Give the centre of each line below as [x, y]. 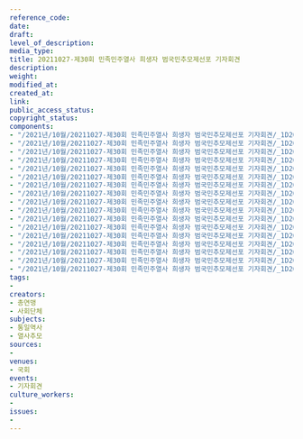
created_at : [32, 93]
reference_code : [40, 18]
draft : [22, 34]
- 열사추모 [26, 336]
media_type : [32, 51]
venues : [24, 361]
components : [32, 127]
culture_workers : [42, 395]
